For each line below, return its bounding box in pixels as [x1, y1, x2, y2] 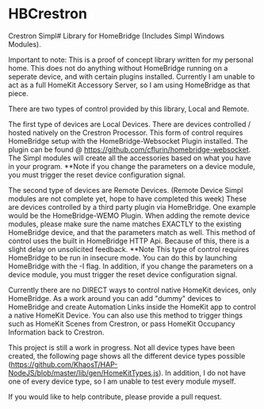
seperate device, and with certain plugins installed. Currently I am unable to [8, 71, 255, 81]
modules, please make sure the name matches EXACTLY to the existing [8, 219, 242, 229]
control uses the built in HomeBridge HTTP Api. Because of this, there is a [8, 236, 250, 245]
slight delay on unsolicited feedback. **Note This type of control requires [8, 244, 250, 254]
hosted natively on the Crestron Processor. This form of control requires [8, 128, 243, 137]
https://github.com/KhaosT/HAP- [10, 359, 118, 369]
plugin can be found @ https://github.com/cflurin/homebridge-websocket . [8, 145, 251, 154]
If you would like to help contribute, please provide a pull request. [8, 392, 222, 401]
